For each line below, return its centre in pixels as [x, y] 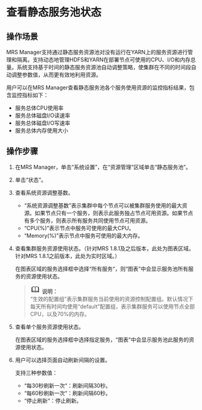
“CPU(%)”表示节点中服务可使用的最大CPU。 [79, 228]
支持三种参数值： [36, 373]
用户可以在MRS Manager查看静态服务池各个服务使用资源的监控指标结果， [98, 87]
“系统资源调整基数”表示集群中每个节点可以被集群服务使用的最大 [103, 205]
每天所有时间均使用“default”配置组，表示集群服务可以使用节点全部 [112, 306]
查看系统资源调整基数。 [44, 192]
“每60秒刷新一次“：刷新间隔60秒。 [67, 393]
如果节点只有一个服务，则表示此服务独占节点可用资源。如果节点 [114, 213]
